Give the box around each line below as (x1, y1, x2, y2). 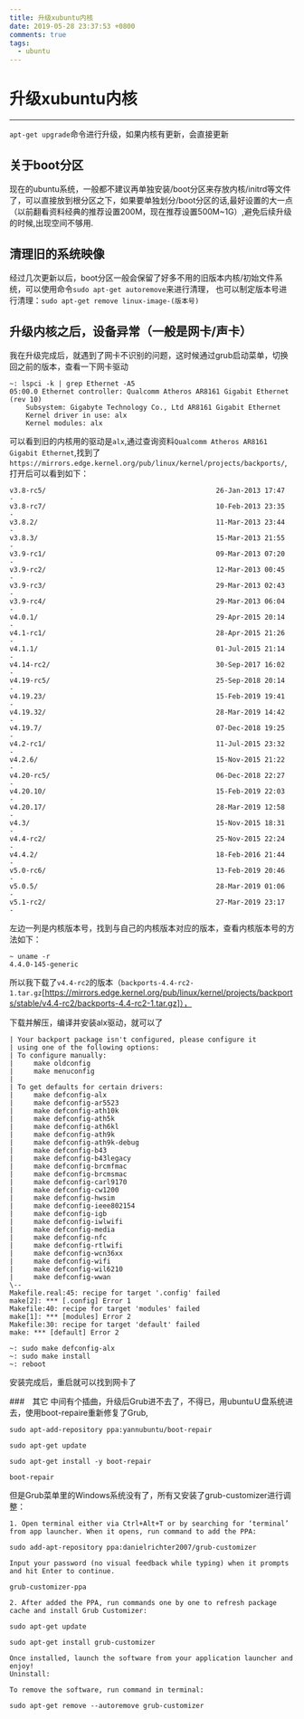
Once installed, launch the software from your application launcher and (9, 1653, 294, 1663)
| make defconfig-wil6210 (9, 1264, 124, 1274)
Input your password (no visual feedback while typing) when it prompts (9, 1558, 290, 1568)
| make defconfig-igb (9, 1209, 107, 1218)
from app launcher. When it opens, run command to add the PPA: (9, 1526, 257, 1536)
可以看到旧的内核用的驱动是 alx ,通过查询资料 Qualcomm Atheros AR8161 (9, 435, 269, 446)
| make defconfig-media (9, 1225, 116, 1234)
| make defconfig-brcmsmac (9, 1169, 128, 1179)
